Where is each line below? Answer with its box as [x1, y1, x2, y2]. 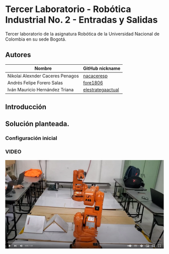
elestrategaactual [82, 87, 119, 92]
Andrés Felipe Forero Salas [7, 79, 63, 86]
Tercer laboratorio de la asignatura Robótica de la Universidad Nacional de [5, 31, 160, 37]
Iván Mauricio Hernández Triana [7, 87, 74, 92]
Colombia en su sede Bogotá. [5, 36, 66, 42]
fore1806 [82, 79, 103, 86]
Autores [5, 51, 31, 59]
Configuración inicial [5, 135, 58, 142]
